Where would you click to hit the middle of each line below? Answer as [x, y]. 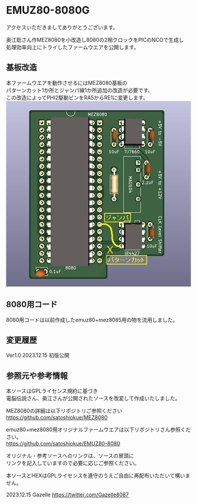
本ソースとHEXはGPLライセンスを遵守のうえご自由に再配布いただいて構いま [98, 476]
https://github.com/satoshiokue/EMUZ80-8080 [63, 444]
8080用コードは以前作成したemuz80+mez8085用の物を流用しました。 [92, 320]
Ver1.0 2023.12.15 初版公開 [38, 355]
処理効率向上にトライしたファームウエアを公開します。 [73, 47]
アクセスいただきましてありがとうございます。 [62, 27]
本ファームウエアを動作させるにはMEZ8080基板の [67, 82]
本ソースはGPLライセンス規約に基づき [52, 391]
